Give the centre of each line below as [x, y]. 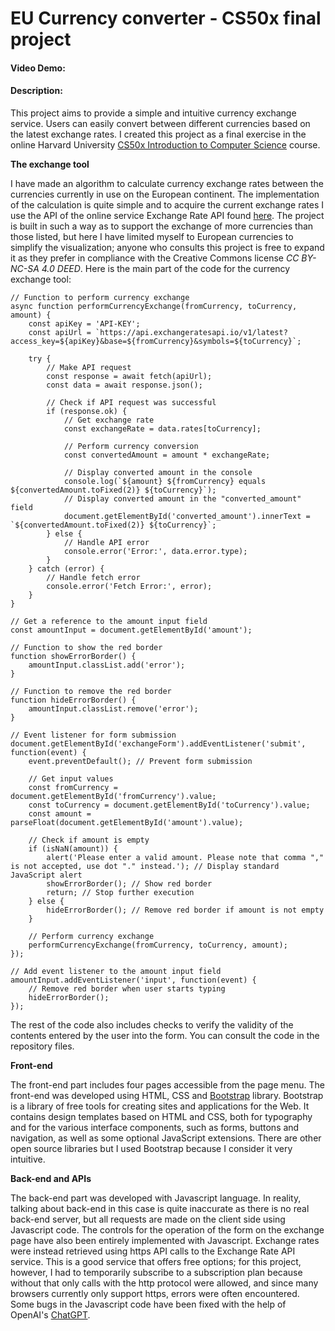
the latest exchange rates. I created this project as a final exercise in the [158, 134]
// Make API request [89, 367]
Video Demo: [38, 68]
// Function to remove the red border [91, 691]
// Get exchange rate [109, 420]
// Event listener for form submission [93, 735]
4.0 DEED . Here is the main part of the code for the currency [166, 268]
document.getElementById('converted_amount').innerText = [187, 516]
